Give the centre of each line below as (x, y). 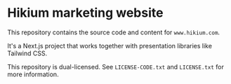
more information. (33, 74)
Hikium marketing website (85, 13)
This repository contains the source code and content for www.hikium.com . (113, 32)
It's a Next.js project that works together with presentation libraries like (110, 45)
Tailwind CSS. (27, 53)
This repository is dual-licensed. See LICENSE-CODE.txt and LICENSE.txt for (116, 66)
